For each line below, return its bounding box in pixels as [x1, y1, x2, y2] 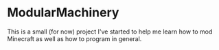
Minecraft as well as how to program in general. [7, 34, 142, 42]
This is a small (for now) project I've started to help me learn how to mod [7, 27, 213, 36]
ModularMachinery [7, 5, 119, 21]
